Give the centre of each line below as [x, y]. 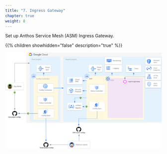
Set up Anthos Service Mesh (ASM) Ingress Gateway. [60, 36]
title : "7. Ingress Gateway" [35, 10]
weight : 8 [15, 21]
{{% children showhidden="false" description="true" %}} [64, 45]
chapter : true [20, 16]
